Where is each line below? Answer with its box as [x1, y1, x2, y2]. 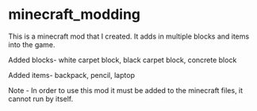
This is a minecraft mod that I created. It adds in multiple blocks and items [8, 31, 250, 41]
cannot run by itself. [8, 94, 74, 103]
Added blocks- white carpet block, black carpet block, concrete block [8, 55, 237, 65]
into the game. [8, 39, 56, 49]
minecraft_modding [8, 6, 141, 24]
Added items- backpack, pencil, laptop [8, 70, 135, 80]
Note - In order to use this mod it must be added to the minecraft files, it [8, 85, 244, 95]
